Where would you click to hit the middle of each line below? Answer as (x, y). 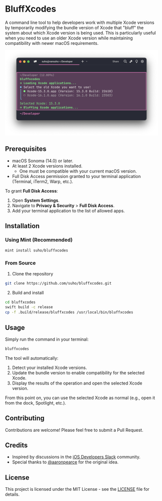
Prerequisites (26, 149)
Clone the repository (32, 273)
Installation (22, 226)
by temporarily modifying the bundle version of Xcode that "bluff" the (74, 27)
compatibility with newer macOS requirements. (52, 43)
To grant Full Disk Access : (32, 191)
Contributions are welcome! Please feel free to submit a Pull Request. (74, 430)
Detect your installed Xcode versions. (49, 367)
